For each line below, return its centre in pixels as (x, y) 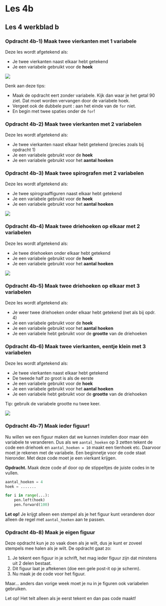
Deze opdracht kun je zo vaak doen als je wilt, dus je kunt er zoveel (74, 543)
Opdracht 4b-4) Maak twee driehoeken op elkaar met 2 (73, 227)
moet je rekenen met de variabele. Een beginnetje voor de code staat (75, 453)
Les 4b (19, 9)
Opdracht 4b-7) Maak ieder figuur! (47, 426)
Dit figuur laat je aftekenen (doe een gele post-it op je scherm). (76, 569)
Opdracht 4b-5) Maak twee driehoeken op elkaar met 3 (72, 286)
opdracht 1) (24, 150)
